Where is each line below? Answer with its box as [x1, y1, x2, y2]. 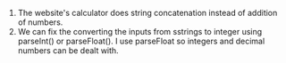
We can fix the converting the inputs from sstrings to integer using [17, 27, 263, 36]
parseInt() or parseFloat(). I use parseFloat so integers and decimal [17, 35, 265, 46]
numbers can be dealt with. [17, 45, 119, 56]
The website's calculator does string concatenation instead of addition [17, 8, 278, 18]
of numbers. [17, 17, 63, 28]
